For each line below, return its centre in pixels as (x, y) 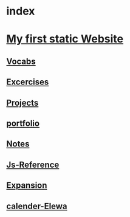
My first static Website (65, 39)
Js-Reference (33, 164)
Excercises (28, 82)
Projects (22, 102)
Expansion (27, 186)
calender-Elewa (37, 206)
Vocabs (21, 61)
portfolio (23, 123)
